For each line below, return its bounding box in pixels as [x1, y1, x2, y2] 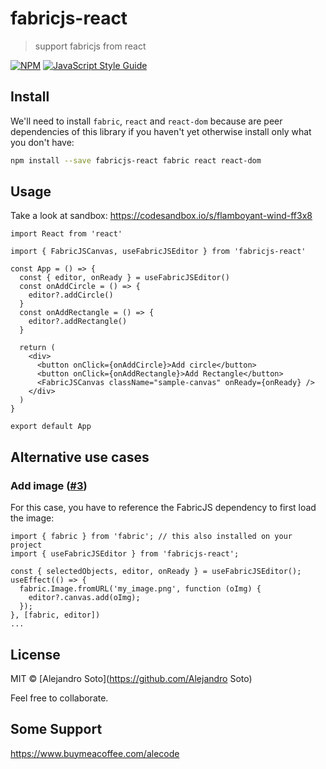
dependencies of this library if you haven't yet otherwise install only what [10, 125, 312, 137]
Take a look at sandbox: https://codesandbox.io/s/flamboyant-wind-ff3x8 [10, 210, 313, 222]
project [10, 540, 43, 551]
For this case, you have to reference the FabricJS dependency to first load [10, 502, 317, 514]
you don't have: [10, 136, 75, 148]
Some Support [10, 721, 103, 738]
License [10, 646, 61, 663]
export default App [10, 422, 92, 432]
